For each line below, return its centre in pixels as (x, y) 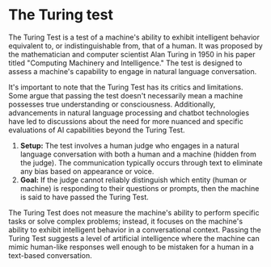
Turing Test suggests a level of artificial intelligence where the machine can (134, 238)
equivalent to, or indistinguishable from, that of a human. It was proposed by (135, 45)
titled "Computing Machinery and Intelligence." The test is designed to (125, 63)
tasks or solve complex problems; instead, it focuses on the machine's (126, 221)
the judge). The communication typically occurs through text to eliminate (141, 162)
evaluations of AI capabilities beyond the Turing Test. (97, 130)
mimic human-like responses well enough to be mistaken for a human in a (131, 247)
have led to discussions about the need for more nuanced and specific (126, 121)
